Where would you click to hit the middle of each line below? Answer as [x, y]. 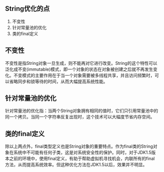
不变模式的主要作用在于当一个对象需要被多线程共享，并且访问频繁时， [84, 75]
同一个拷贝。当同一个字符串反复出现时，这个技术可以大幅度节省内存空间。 [80, 117]
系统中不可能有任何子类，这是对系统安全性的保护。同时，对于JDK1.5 [82, 153]
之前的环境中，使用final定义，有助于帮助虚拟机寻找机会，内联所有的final [82, 159]
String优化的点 [28, 9]
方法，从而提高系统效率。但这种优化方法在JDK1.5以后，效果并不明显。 [76, 165]
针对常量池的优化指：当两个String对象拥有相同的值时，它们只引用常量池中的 [82, 111]
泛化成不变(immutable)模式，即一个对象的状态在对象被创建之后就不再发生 [79, 69]
